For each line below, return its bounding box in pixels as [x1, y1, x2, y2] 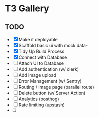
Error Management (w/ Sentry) [18, 78, 82, 84]
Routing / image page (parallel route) [18, 84, 94, 90]
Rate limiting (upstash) [18, 102, 65, 108]
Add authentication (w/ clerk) [18, 66, 79, 72]
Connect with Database [18, 54, 67, 60]
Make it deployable [18, 37, 58, 42]
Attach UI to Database [18, 60, 64, 66]
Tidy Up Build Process [18, 48, 65, 54]
